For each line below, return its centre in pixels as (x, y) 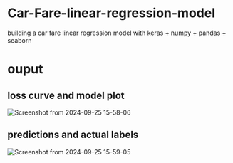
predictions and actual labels (73, 135)
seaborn (20, 40)
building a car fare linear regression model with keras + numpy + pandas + (117, 33)
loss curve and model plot (66, 95)
